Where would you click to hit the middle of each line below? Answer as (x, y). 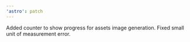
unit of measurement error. (38, 34)
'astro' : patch (25, 11)
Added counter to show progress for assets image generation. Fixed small (95, 28)
